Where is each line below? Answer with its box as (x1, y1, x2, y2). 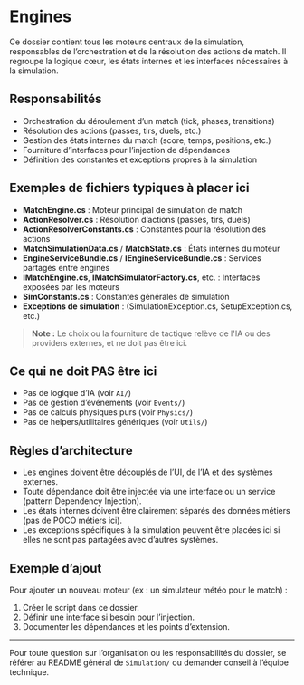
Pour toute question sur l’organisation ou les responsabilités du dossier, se (9, 648, 287, 658)
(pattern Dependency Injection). (22, 496, 142, 507)
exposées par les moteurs (22, 281, 120, 292)
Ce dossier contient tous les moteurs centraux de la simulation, (9, 36, 244, 47)
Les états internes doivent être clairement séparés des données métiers (22, 506, 291, 516)
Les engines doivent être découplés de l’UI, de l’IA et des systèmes (22, 467, 273, 478)
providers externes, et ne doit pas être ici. (31, 337, 188, 348)
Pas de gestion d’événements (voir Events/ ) (22, 397, 185, 409)
